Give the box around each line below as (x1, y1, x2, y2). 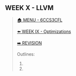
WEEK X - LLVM (5, 4, 54, 12)
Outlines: (16, 51, 35, 57)
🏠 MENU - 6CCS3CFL (16, 17, 63, 23)
